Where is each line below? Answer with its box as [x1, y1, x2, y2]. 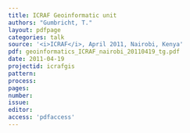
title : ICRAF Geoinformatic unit [8, 11, 117, 20]
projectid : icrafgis [8, 63, 76, 70]
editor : [8, 106, 34, 114]
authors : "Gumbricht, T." [8, 19, 92, 27]
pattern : [8, 70, 37, 77]
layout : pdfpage [8, 26, 61, 34]
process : [8, 77, 37, 84]
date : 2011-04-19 [8, 56, 65, 63]
